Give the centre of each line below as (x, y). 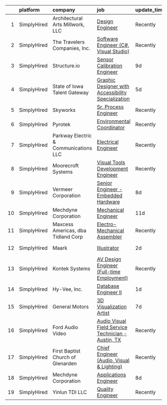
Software (107, 39)
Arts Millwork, (69, 24)
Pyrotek (62, 124)
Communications (72, 148)
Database (108, 286)
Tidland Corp (68, 237)
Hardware (108, 202)
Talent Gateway (71, 93)
